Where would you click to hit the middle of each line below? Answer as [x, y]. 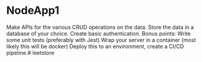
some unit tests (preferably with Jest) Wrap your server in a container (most [101, 40]
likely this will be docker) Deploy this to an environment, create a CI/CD [95, 46]
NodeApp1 [33, 11]
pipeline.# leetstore [30, 52]
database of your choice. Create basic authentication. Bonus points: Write [99, 33]
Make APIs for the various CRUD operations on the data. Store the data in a [100, 27]
